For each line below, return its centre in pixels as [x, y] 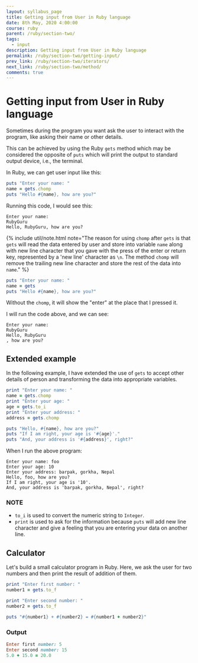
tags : [13, 39]
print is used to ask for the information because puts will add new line [100, 522]
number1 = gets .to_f [32, 590]
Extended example [41, 358]
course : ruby [22, 28]
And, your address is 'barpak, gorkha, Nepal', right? [75, 488]
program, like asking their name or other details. [64, 137]
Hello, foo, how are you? [38, 477]
